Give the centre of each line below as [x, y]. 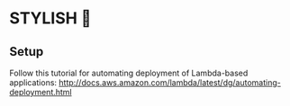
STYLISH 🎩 [50, 18]
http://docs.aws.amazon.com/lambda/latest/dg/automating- [169, 83]
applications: [33, 83]
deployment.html [41, 92]
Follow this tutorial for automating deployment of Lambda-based [129, 73]
